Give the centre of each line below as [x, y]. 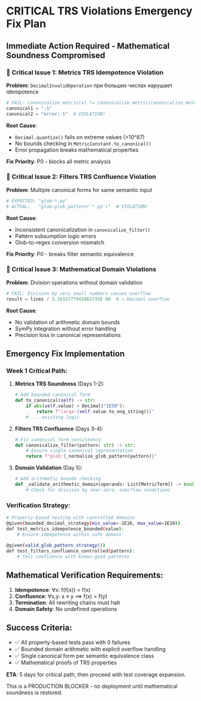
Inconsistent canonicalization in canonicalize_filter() [83, 230]
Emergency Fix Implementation [66, 353]
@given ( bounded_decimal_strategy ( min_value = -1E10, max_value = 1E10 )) [93, 523]
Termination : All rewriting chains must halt [68, 602]
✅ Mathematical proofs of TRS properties [66, 662]
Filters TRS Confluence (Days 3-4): [59, 428]
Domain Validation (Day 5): [48, 468]
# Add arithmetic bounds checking [58, 479]
